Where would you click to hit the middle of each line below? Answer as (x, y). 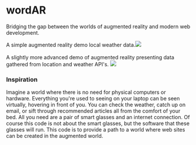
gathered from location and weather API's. (57, 64)
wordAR (26, 10)
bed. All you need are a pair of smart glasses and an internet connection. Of (98, 117)
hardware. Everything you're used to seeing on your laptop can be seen (93, 99)
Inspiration (22, 79)
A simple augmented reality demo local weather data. (71, 45)
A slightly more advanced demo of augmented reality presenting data (90, 57)
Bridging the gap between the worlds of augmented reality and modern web (98, 26)
